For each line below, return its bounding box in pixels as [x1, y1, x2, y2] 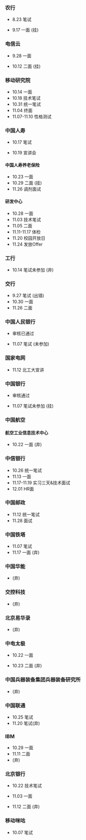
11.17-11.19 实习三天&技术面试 [12, 480, 70, 486]
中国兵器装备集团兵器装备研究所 [5, 676, 81, 683]
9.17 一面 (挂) [12, 27, 39, 33]
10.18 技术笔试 [12, 95, 41, 101]
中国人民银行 [5, 318, 36, 325]
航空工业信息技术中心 [5, 429, 48, 435]
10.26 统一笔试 [12, 467, 42, 473]
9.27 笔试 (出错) [12, 293, 44, 299]
